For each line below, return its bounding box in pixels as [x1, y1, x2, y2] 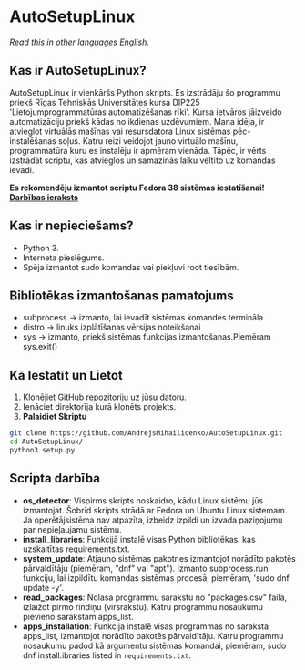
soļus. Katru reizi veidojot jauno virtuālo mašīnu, [57, 135, 239, 147]
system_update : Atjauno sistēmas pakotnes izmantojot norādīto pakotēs [22, 553, 296, 563]
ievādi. [9, 164, 35, 175]
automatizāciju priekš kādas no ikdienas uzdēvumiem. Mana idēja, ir [9, 116, 265, 127]
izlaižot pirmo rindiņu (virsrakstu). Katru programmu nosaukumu [22, 601, 264, 612]
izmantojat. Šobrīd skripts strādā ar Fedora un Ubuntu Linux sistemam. [22, 504, 288, 515]
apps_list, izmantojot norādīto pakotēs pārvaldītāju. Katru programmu [22, 630, 284, 641]
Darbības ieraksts [9, 191, 79, 202]
